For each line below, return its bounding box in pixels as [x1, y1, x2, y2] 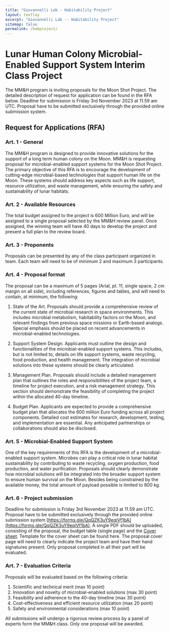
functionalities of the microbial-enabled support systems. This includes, [12, 346, 163, 352]
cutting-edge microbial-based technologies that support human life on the [5, 172, 161, 178]
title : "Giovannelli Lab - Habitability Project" [5, 7, 113, 13]
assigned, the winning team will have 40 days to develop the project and [5, 223, 157, 229]
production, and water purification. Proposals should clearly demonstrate [5, 465, 158, 471]
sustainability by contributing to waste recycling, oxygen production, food [5, 460, 159, 466]
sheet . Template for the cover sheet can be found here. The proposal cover [5, 533, 163, 539]
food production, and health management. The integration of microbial [12, 356, 160, 362]
